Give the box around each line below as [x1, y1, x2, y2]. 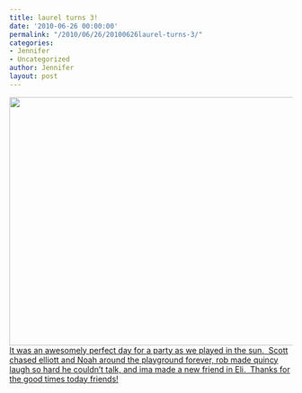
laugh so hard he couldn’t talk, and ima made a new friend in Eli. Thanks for [9, 363, 290, 374]
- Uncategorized [9, 55, 70, 64]
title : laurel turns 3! [9, 13, 99, 22]
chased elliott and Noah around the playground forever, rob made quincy [9, 354, 279, 365]
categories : [9, 38, 54, 48]
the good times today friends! [9, 373, 119, 384]
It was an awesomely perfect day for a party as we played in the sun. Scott [9, 344, 289, 355]
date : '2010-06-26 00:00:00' [9, 22, 119, 31]
